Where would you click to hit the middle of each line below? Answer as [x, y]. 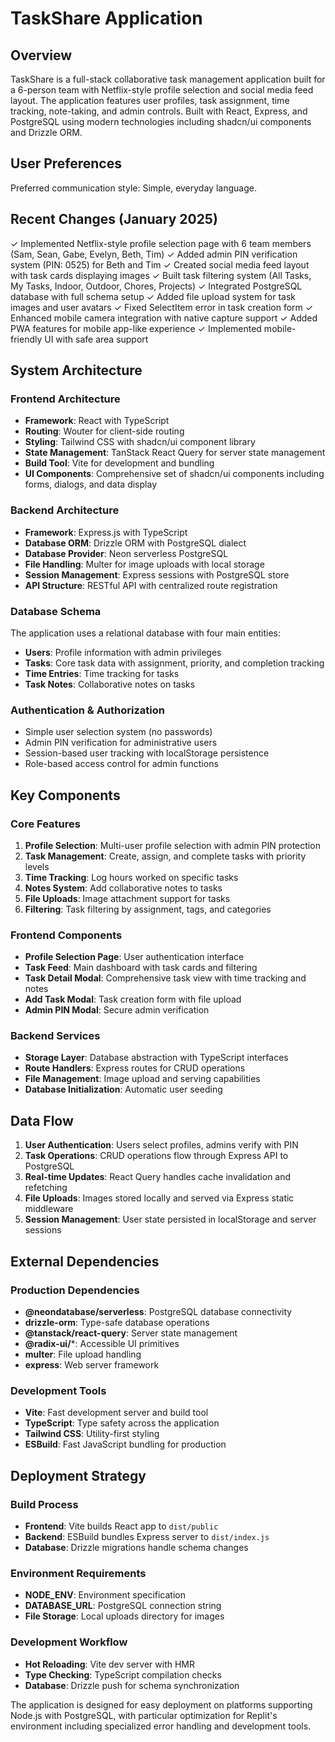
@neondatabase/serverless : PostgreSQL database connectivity [158, 1311]
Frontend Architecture [65, 399]
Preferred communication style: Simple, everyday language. [133, 188]
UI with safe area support [96, 339]
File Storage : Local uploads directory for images [124, 1616]
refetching [46, 1188]
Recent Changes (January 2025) [114, 219]
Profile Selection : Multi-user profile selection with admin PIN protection [172, 845]
